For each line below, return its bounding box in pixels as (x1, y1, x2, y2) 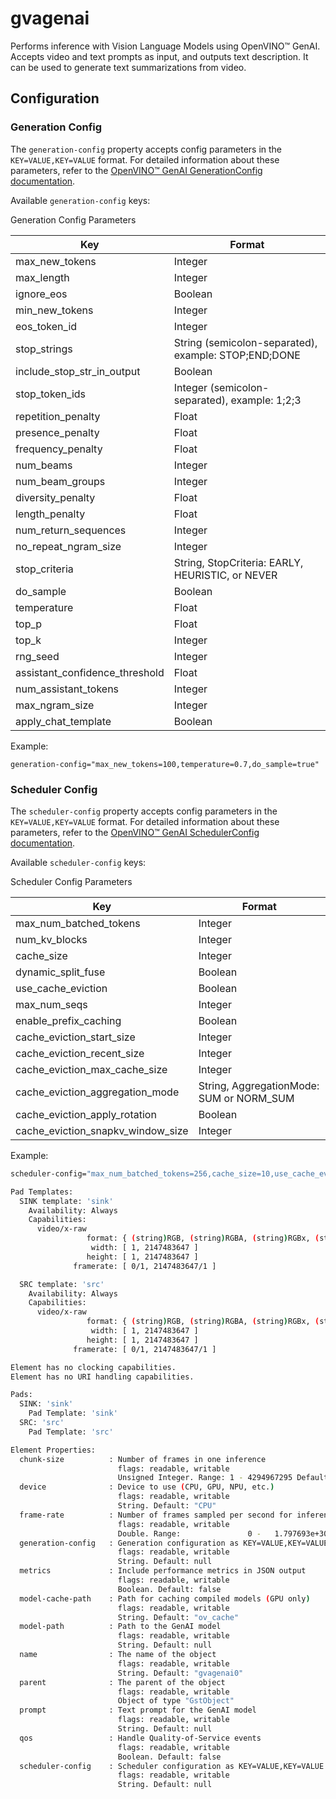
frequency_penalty (15, 442, 103, 456)
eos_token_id (15, 319, 78, 333)
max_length (15, 270, 70, 284)
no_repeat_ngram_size (15, 539, 122, 553)
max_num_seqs (15, 997, 88, 1011)
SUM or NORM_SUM (198, 1091, 295, 1105)
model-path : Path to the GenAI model (19, 1622, 222, 1632)
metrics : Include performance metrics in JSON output (19, 1566, 307, 1576)
